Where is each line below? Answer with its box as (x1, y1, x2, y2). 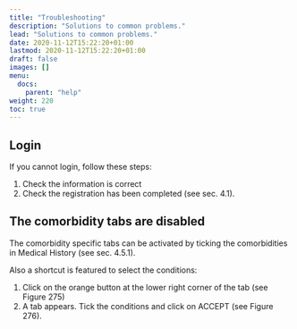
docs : (17, 80, 38, 89)
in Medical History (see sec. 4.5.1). (9, 247, 136, 257)
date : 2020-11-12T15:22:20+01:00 (9, 38, 134, 47)
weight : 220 (9, 96, 54, 105)
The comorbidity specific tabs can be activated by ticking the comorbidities (9, 238, 288, 249)
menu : (9, 72, 30, 80)
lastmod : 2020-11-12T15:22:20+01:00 (9, 46, 146, 55)
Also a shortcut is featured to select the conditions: (9, 265, 198, 275)
